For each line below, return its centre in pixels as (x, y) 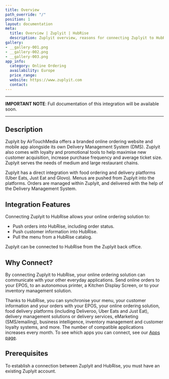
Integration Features (38, 204)
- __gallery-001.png (27, 47)
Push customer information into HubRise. (55, 232)
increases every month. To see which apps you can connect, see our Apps (82, 333)
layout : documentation (29, 24)
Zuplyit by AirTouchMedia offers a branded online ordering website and (79, 142)
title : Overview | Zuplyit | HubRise (49, 33)
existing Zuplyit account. (31, 371)
